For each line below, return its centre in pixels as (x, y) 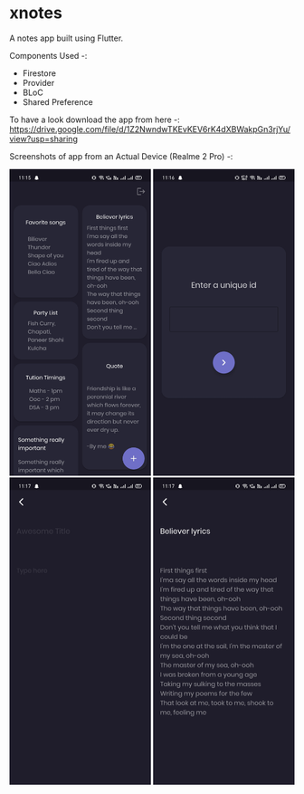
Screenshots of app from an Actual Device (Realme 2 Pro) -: (121, 156)
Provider (38, 82)
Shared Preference (57, 101)
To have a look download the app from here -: (95, 120)
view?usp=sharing (44, 139)
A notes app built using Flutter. (66, 38)
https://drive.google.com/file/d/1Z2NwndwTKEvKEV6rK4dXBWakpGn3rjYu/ (150, 129)
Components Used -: (48, 55)
